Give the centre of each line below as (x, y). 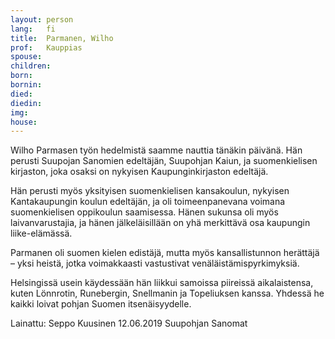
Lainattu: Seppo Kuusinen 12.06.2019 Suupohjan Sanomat (129, 323)
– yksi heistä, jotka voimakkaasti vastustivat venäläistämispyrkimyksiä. (155, 263)
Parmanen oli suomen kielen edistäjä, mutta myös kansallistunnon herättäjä (165, 253)
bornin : (26, 85)
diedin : (26, 103)
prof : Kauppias (46, 47)
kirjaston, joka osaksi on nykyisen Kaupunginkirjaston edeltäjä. (139, 172)
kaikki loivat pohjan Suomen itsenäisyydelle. (101, 304)
